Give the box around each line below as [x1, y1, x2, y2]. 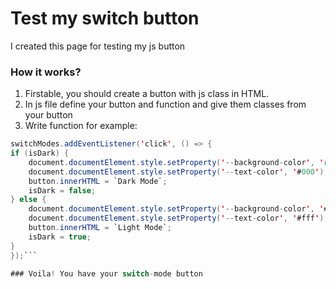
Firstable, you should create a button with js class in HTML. [24, 88, 270, 100]
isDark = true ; [28, 232, 92, 242]
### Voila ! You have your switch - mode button [10, 268, 203, 279]
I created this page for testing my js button [10, 40, 186, 52]
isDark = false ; [28, 185, 97, 196]
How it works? [10, 65, 82, 79]
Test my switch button [10, 7, 200, 30]
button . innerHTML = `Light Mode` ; [28, 223, 172, 233]
